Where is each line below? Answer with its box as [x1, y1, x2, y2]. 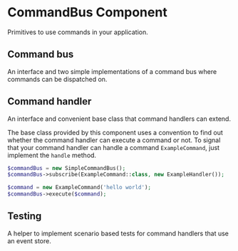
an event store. [7, 236, 51, 245]
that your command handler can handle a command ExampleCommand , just [7, 143, 219, 151]
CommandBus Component [7, 4, 167, 21]
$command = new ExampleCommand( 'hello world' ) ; [7, 184, 152, 191]
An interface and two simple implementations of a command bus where [7, 67, 217, 75]
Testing [7, 210, 42, 223]
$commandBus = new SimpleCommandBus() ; [7, 164, 126, 171]
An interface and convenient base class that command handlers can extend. [7, 114, 232, 123]
